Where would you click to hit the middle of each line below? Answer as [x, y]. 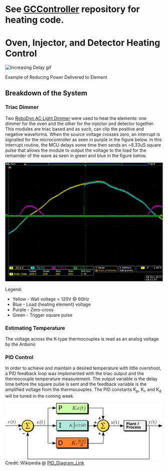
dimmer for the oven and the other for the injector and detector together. [80, 124]
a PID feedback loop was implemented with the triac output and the [74, 374]
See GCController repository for [72, 9]
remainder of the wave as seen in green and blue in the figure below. [76, 155]
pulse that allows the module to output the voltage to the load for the [76, 150]
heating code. [34, 20]
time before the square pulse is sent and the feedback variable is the [76, 384]
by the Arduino [20, 344]
